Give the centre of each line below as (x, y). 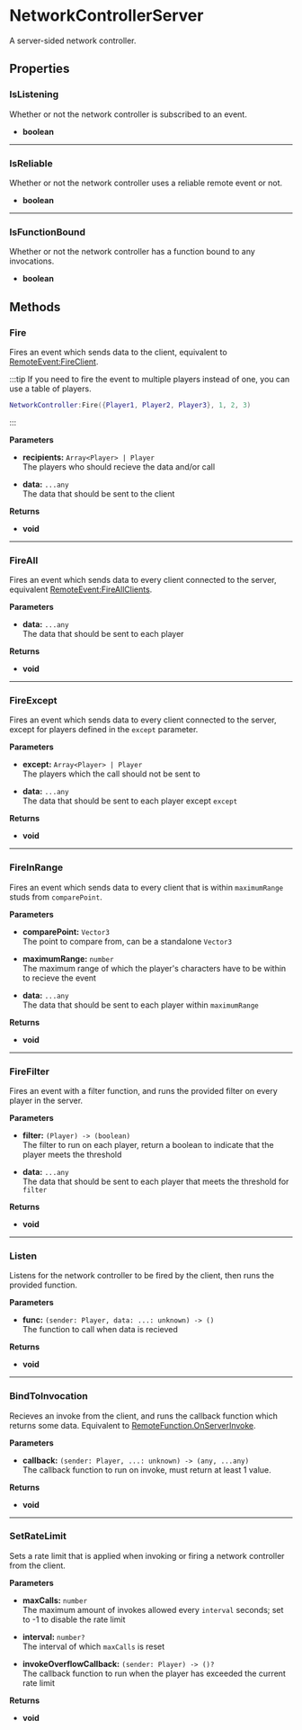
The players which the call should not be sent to (111, 774)
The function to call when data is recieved (100, 1330)
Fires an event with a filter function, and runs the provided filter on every (144, 1090)
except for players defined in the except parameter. (104, 730)
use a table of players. (50, 389)
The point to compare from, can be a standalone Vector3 (127, 941)
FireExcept (33, 700)
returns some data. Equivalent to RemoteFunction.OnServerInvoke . (133, 1425)
